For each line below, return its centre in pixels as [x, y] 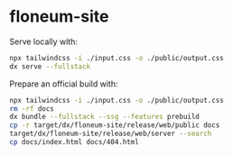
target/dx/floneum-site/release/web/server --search [111, 134]
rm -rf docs [32, 109]
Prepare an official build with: [64, 84]
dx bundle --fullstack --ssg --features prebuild [105, 117]
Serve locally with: [44, 41]
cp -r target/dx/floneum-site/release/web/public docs [115, 125]
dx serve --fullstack [50, 66]
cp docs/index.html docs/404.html [75, 142]
